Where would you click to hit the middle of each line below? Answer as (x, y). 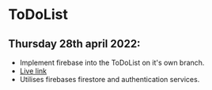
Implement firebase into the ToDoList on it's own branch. (112, 62)
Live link (33, 71)
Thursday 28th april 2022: (74, 44)
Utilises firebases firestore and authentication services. (110, 79)
